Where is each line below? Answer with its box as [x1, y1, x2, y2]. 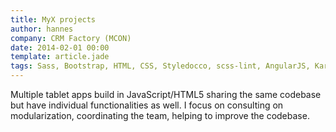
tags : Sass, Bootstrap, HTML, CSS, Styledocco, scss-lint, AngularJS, [10, 61, 311, 71]
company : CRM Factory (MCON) [10, 33, 132, 43]
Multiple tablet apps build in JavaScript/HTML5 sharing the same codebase [10, 89, 322, 100]
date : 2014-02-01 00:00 [10, 42, 110, 53]
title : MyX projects [10, 14, 97, 25]
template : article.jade [10, 52, 110, 62]
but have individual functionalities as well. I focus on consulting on [10, 99, 284, 111]
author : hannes [10, 24, 74, 34]
